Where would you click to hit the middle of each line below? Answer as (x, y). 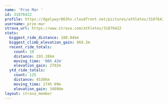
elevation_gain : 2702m (37, 65)
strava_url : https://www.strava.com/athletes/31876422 (63, 28)
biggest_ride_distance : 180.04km (44, 38)
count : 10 (24, 51)
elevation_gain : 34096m (39, 89)
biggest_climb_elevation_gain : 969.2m (50, 42)
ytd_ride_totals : (27, 70)
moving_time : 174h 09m (37, 84)
